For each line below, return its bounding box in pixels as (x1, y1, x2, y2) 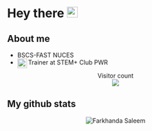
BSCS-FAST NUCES (17, 51, 74, 59)
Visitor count (97, 71, 134, 80)
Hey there (7, 5, 65, 21)
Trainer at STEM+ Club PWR (28, 58, 108, 67)
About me (7, 33, 50, 45)
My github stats (7, 98, 76, 110)
